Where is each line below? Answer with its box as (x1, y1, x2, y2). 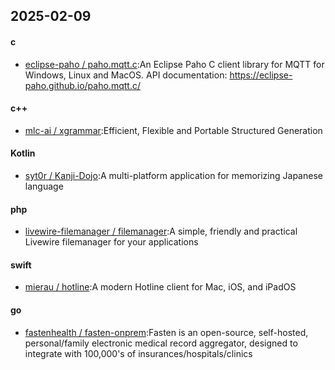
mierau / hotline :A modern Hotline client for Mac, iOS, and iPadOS (24, 281, 297, 293)
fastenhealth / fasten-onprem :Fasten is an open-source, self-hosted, (24, 326, 309, 338)
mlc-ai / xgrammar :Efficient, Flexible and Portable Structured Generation (24, 124, 323, 136)
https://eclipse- (229, 69, 293, 81)
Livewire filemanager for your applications (24, 236, 199, 248)
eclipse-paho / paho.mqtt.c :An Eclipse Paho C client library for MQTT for (24, 58, 325, 70)
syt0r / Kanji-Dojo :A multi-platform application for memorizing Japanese (24, 170, 323, 181)
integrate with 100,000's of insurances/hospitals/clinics (24, 347, 253, 359)
